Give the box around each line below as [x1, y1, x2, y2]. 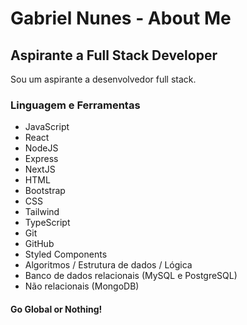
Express [24, 153, 59, 165]
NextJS [24, 163, 56, 176]
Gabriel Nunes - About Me [10, 7, 232, 30]
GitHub [24, 238, 55, 250]
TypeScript [24, 217, 71, 229]
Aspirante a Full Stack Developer [10, 47, 218, 64]
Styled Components [24, 248, 108, 261]
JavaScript [24, 121, 70, 133]
